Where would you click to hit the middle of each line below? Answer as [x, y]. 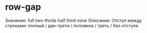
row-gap [23, 7]
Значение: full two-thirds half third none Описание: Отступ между [73, 20]
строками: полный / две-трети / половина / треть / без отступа [72, 25]
